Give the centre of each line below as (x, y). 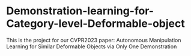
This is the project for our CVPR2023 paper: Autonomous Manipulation (94, 40)
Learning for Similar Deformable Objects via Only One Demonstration (92, 46)
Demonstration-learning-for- (80, 11)
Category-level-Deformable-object (95, 24)
